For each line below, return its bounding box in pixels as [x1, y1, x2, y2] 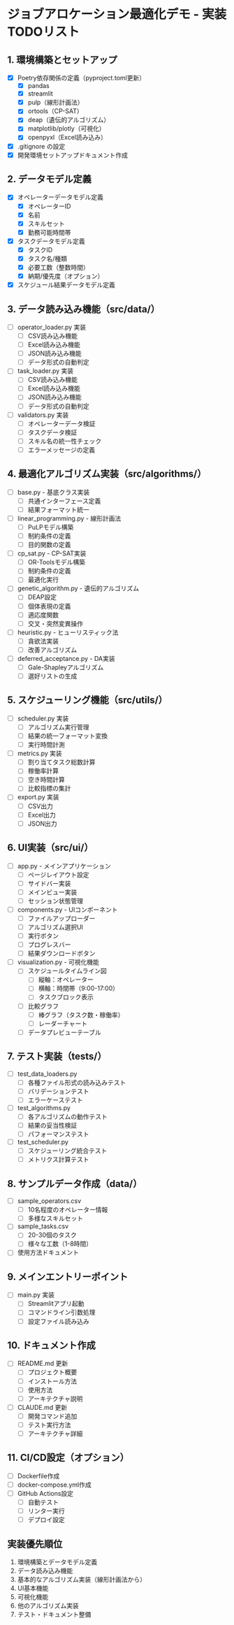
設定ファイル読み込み [27, 1317, 89, 1325]
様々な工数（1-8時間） [27, 1239, 93, 1248]
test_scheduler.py [17, 1138, 68, 1146]
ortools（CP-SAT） [27, 107, 83, 115]
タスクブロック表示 [38, 993, 94, 1001]
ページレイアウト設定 [27, 870, 89, 879]
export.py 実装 [17, 793, 59, 801]
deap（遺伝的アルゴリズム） [27, 116, 110, 124]
